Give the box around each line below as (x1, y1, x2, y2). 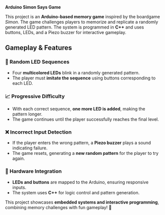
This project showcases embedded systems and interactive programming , (5, 199, 159, 205)
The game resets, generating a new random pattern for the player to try (12, 150, 159, 156)
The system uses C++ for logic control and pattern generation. (12, 189, 140, 195)
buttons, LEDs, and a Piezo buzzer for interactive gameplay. (5, 30, 127, 35)
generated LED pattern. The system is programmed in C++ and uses (5, 24, 144, 30)
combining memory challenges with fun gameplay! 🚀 (5, 204, 112, 210)
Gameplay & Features (5, 44, 72, 52)
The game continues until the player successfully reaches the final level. (12, 116, 159, 122)
